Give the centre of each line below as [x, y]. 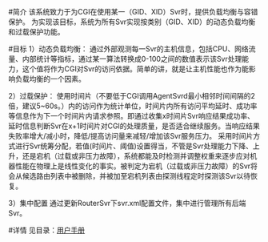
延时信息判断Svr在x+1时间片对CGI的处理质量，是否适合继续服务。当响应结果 [134, 126]
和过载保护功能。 [36, 32]
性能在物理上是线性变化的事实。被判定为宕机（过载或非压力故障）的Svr [133, 166]
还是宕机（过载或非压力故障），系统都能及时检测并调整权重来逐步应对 [136, 156]
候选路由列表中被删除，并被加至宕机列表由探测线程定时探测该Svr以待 [136, 176]
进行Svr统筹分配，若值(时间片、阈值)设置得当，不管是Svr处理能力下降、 [134, 146]
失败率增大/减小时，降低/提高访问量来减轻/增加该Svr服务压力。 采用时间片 [131, 136]
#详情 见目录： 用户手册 [47, 230]
